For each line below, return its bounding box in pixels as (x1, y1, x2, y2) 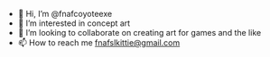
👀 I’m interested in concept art (17, 18, 131, 28)
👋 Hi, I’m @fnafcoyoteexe (17, 9, 113, 19)
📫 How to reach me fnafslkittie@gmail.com (17, 37, 181, 48)
